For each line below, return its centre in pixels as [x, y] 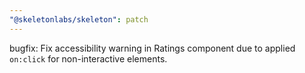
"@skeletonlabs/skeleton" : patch [79, 19]
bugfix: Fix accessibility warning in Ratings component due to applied [152, 48]
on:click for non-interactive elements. [88, 58]
